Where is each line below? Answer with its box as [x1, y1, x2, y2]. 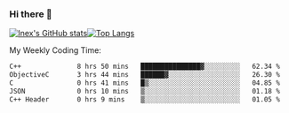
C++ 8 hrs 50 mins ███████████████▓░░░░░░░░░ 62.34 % [9, 62, 280, 72]
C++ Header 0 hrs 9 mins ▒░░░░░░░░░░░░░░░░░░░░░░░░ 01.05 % [9, 94, 280, 104]
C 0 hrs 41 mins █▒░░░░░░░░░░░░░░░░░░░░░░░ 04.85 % [9, 79, 280, 87]
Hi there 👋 [9, 8, 53, 20]
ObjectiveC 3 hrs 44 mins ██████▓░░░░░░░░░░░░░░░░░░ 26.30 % [9, 71, 280, 79]
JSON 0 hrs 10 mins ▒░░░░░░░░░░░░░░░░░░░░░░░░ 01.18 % [9, 87, 280, 95]
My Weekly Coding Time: [9, 45, 102, 56]
